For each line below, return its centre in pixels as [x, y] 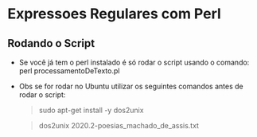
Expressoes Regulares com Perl [115, 14]
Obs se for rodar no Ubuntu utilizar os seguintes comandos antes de [131, 86]
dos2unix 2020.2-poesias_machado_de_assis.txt [119, 125]
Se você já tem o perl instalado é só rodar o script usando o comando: [134, 62]
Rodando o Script [51, 43]
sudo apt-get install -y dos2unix [91, 110]
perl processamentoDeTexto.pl [69, 71]
